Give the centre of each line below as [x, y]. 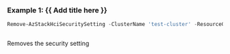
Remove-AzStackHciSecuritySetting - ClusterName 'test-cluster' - [102, 25]
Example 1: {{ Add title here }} [57, 10]
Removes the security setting [48, 44]
